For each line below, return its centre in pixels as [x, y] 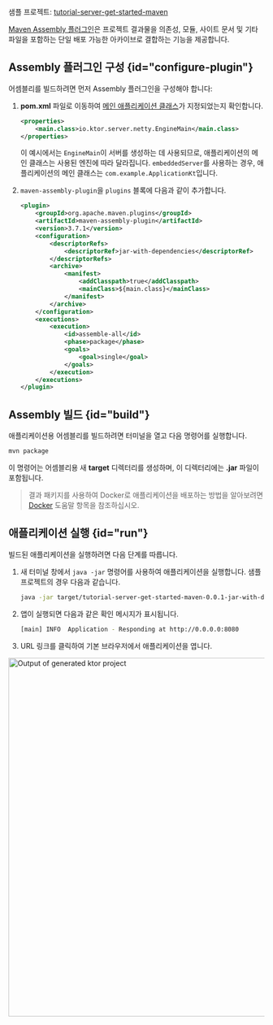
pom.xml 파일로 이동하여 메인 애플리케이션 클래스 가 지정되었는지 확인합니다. [142, 106]
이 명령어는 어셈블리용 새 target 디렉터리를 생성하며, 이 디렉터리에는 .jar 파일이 [134, 467]
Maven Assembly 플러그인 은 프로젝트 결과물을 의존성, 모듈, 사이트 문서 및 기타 [133, 29]
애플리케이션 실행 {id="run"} [78, 534]
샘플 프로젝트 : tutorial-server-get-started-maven [88, 12]
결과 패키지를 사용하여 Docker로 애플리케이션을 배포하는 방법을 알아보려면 [146, 495]
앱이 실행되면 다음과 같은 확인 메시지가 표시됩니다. [99, 614]
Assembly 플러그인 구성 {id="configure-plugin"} [131, 67]
